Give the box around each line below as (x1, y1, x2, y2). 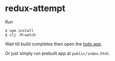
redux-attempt (5, 3, 66, 14)
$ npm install (5, 28, 34, 33)
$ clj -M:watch (5, 32, 36, 37)
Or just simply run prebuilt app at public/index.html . (5, 50, 111, 56)
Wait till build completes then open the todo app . (5, 41, 102, 46)
